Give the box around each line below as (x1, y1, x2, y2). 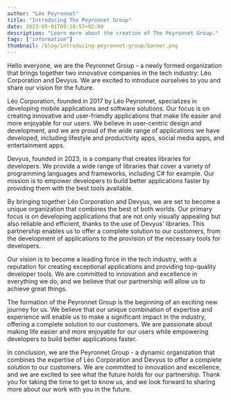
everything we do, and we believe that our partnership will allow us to (7, 277, 206, 285)
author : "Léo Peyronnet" (7, 10, 79, 17)
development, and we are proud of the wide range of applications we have (7, 126, 220, 134)
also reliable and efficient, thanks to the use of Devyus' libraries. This (7, 220, 205, 227)
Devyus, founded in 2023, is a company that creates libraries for (7, 155, 191, 163)
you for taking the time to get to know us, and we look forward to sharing (7, 378, 216, 385)
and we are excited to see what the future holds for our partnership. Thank (7, 370, 221, 379)
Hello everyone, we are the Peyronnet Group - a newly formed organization (7, 62, 222, 69)
